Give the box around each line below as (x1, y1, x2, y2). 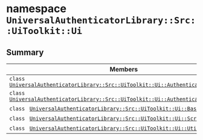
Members (109, 65, 138, 73)
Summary (6, 47, 44, 58)
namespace (6, 2, 66, 16)
